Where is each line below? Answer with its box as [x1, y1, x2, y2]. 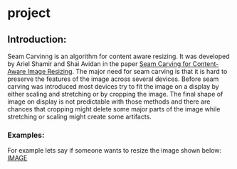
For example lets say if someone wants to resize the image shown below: [7, 146, 222, 155]
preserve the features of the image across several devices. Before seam [7, 75, 219, 83]
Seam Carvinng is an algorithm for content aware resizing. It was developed [7, 52, 230, 60]
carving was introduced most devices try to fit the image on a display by [7, 82, 219, 90]
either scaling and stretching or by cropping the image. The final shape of [7, 90, 223, 98]
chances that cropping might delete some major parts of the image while [7, 105, 221, 113]
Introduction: [7, 33, 67, 45]
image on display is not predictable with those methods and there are [7, 97, 211, 106]
